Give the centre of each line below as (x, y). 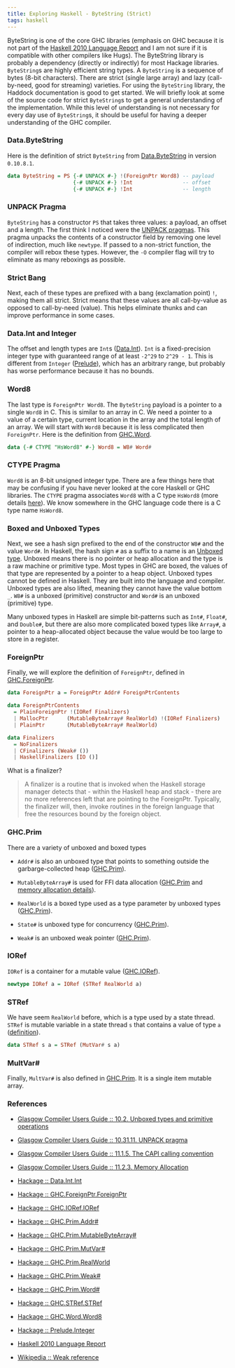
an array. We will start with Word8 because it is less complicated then (106, 427)
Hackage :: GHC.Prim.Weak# (59, 1276)
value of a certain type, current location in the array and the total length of (114, 419)
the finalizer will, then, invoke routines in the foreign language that (119, 806)
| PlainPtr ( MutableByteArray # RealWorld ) (86, 725)
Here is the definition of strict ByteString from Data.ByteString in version (112, 156)
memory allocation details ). (57, 889)
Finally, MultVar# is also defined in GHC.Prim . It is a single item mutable (109, 1078)
